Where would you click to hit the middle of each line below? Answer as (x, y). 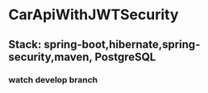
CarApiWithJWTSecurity (94, 15)
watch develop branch (53, 79)
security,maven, (50, 57)
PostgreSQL (125, 57)
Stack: (25, 44)
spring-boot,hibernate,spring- (122, 44)
